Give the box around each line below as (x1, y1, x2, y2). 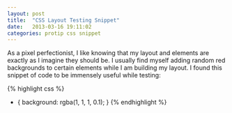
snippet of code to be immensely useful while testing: (7, 71, 162, 80)
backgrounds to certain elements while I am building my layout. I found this (7, 63, 223, 72)
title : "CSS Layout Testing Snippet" (7, 17, 120, 24)
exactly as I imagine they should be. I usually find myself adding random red (7, 56, 226, 65)
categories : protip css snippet (7, 29, 101, 37)
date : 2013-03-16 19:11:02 (7, 23, 92, 30)
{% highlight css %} (7, 84, 65, 93)
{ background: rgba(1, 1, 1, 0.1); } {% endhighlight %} (17, 98, 167, 107)
